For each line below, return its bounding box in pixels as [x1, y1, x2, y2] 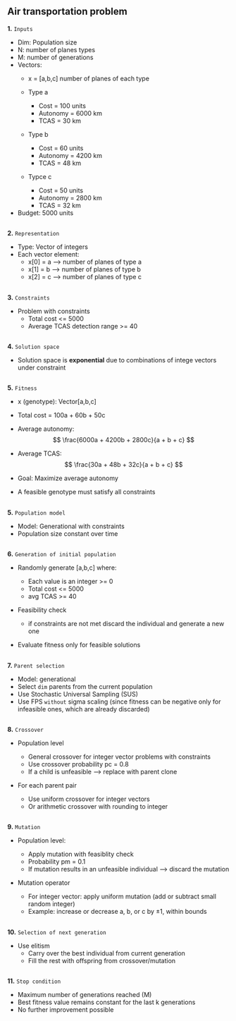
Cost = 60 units [38, 144, 84, 152]
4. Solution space [7, 342, 60, 350]
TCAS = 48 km [38, 159, 82, 167]
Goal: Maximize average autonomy [17, 474, 118, 482]
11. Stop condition [7, 977, 61, 986]
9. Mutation [7, 823, 41, 831]
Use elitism [17, 941, 51, 950]
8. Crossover [7, 725, 44, 733]
